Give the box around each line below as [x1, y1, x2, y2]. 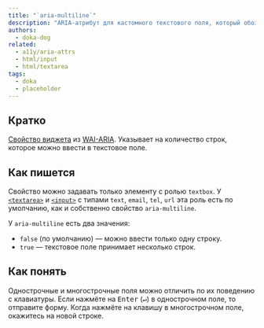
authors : [8, 26, 37, 34]
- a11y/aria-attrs [15, 48, 76, 56]
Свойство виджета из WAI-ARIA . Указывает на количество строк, [8, 135, 228, 144]
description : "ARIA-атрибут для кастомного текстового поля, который [8, 19, 241, 27]
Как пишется [8, 166, 75, 179]
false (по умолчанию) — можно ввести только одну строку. [19, 234, 222, 243]
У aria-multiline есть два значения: [8, 219, 130, 228]
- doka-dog [15, 33, 51, 42]
